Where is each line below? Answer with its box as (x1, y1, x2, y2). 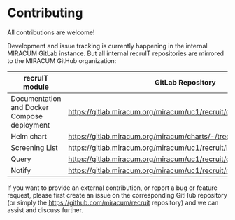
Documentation (10, 93, 62, 103)
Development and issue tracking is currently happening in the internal (7, 41, 208, 50)
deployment (10, 120, 50, 130)
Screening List (10, 142, 58, 152)
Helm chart (10, 131, 48, 141)
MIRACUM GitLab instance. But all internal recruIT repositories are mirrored (7, 49, 225, 57)
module (23, 82, 49, 92)
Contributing (7, 5, 83, 21)
